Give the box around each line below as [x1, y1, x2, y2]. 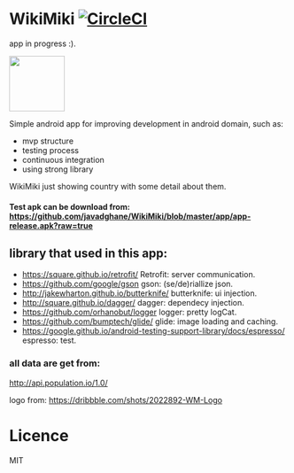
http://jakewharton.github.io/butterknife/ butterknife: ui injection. [21, 288, 258, 299]
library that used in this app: [9, 245, 168, 260]
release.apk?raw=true [9, 220, 93, 230]
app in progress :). [9, 38, 77, 49]
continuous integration [21, 154, 104, 165]
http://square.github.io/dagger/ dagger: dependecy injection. [21, 298, 245, 308]
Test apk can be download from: [9, 201, 130, 212]
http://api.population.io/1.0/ [9, 377, 108, 388]
